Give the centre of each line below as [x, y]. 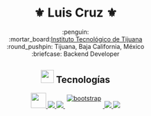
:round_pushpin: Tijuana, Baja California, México [75, 46]
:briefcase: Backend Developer [75, 54]
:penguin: [75, 32]
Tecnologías [83, 80]
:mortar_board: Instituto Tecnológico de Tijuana [75, 39]
